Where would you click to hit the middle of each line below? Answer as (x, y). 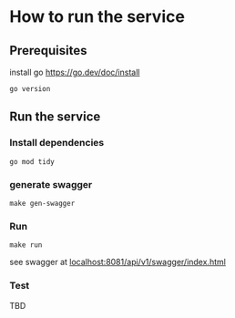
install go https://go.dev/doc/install (75, 72)
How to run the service (97, 17)
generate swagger (51, 184)
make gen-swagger (42, 203)
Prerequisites (48, 51)
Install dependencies (57, 143)
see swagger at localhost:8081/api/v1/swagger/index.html (117, 262)
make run (26, 245)
